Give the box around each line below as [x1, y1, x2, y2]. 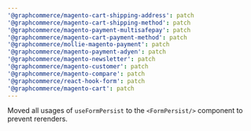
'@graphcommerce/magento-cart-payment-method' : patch [7, 33, 188, 42]
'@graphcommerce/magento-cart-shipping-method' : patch [7, 19, 191, 27]
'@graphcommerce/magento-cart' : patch [7, 84, 135, 93]
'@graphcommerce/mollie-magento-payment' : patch [7, 41, 170, 49]
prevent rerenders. [7, 115, 68, 124]
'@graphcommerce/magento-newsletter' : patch [7, 56, 156, 64]
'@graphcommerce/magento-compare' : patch [7, 70, 146, 78]
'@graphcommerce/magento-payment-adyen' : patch [7, 48, 167, 56]
